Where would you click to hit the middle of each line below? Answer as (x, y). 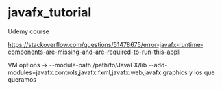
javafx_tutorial (50, 13)
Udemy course (29, 31)
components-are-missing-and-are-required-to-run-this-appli (94, 52)
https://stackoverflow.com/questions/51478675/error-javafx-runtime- (106, 44)
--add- (158, 65)
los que (205, 72)
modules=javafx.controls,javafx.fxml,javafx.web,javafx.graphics (98, 72)
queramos (22, 79)
